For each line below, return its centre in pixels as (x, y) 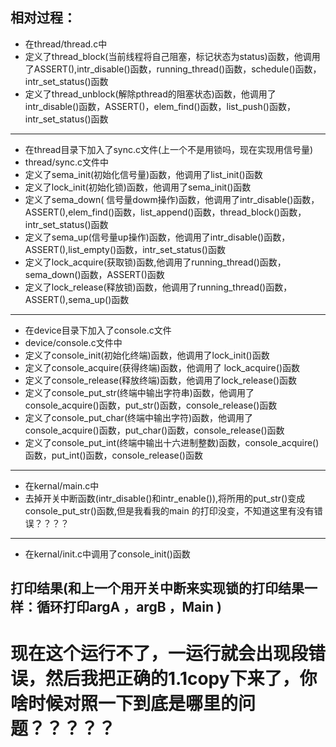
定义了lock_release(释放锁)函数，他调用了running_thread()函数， (158, 287)
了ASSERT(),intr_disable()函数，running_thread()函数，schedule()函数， (173, 69)
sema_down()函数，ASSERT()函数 (94, 274)
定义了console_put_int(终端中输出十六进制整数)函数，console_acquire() (172, 442)
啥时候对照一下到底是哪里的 (124, 704)
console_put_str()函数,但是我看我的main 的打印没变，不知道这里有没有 (169, 510)
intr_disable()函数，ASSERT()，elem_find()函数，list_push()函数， (160, 106)
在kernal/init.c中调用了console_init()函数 (107, 554)
